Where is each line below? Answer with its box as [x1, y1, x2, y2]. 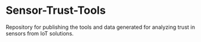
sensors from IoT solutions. [5, 29, 74, 37]
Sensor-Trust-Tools [5, 4, 106, 17]
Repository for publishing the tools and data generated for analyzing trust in [5, 23, 196, 31]
